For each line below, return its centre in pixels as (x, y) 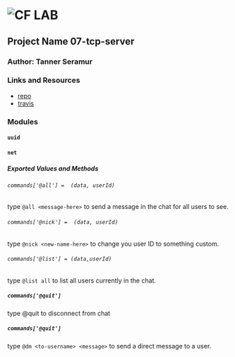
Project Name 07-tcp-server (71, 41)
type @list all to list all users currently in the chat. (82, 280)
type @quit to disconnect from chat (59, 313)
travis (25, 103)
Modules (23, 122)
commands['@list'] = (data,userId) (60, 259)
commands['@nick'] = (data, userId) (63, 222)
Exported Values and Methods (53, 168)
